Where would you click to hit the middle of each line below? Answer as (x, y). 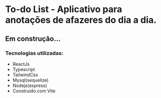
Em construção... (33, 39)
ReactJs (21, 64)
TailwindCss (25, 75)
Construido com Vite (34, 91)
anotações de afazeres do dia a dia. (81, 20)
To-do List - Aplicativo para (64, 9)
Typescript (24, 69)
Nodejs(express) (30, 85)
